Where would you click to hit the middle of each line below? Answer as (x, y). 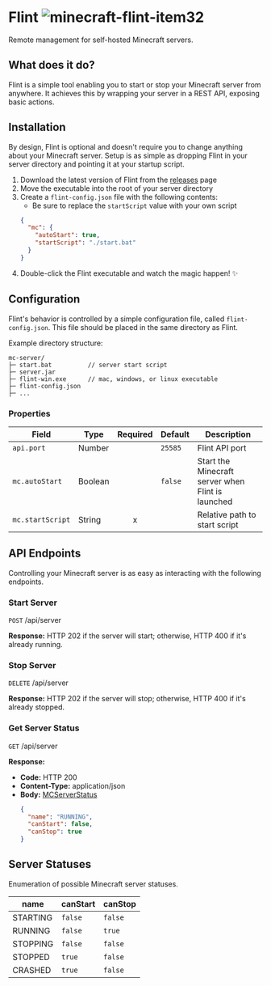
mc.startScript (42, 519)
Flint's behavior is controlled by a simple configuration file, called (117, 319)
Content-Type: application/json (73, 785)
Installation (37, 127)
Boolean (94, 481)
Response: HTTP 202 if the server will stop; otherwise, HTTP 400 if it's (127, 699)
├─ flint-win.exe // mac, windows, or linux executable (113, 379)
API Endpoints (45, 554)
